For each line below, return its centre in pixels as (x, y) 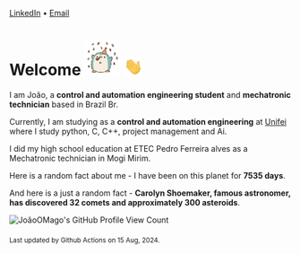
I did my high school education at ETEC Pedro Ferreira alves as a (129, 148)
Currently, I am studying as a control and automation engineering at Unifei (148, 121)
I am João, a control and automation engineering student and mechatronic (150, 94)
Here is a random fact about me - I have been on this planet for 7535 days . (148, 175)
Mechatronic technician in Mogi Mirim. (80, 158)
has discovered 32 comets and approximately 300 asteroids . (124, 202)
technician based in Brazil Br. (64, 104)
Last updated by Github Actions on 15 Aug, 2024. (85, 240)
